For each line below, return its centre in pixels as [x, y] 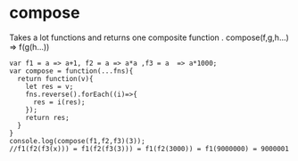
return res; [47, 117]
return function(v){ [55, 78]
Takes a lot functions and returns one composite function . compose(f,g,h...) [149, 37]
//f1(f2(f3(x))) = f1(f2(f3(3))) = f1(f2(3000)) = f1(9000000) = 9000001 [149, 149]
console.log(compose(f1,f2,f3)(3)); [77, 141]
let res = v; [50, 86]
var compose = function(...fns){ [71, 71]
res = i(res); [59, 102]
